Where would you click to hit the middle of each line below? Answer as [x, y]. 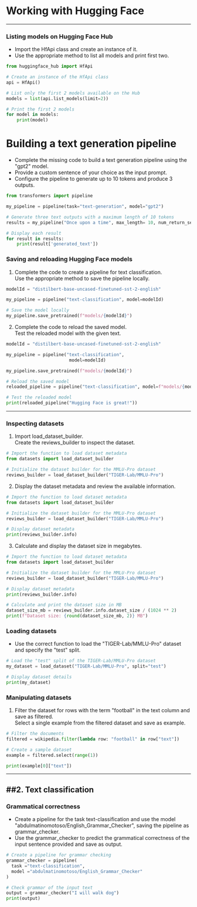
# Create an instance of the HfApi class [57, 77]
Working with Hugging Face [75, 11]
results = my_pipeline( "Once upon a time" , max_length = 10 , [81, 222]
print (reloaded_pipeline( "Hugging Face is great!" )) [72, 403]
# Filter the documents [35, 734]
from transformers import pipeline [50, 196]
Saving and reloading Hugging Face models [69, 259]
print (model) [33, 120]
